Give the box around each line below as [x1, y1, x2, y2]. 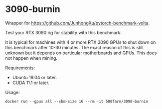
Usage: [5, 89, 20, 95]
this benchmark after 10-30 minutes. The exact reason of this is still [5, 44, 144, 50]
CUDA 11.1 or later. [12, 80, 50, 86]
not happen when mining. [5, 55, 58, 61]
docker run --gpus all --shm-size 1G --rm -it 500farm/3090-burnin [5, 99, 149, 104]
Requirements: [5, 65, 35, 71]
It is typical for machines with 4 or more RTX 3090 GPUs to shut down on [5, 39, 156, 45]
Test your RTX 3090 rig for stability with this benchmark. [5, 29, 122, 35]
